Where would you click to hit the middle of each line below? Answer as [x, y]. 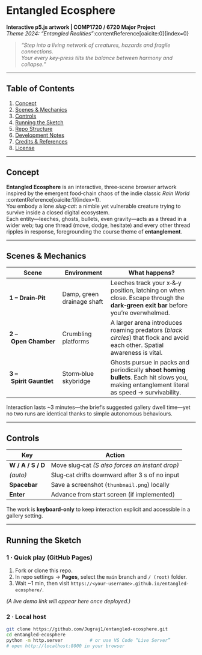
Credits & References [41, 141]
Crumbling [77, 334]
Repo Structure [34, 128]
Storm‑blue [78, 374]
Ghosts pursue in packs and [150, 363]
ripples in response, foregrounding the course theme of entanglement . [94, 231]
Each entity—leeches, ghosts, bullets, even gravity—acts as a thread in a [96, 219]
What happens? [152, 273]
